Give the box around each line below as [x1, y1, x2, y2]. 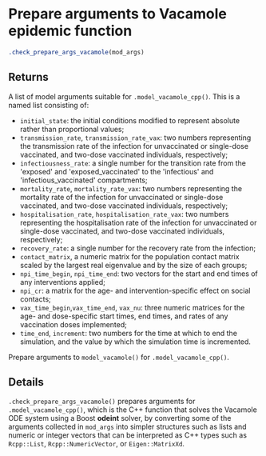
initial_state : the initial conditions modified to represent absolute [19, 115, 240, 125]
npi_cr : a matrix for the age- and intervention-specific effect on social [19, 286, 251, 295]
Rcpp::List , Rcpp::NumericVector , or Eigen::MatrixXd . [8, 439, 185, 449]
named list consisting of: [8, 100, 89, 110]
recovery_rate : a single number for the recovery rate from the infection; [19, 243, 256, 253]
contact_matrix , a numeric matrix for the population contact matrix [19, 251, 240, 261]
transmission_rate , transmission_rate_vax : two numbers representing [19, 133, 252, 142]
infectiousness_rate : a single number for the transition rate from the [19, 158, 246, 168]
